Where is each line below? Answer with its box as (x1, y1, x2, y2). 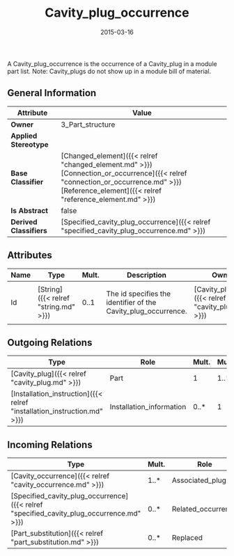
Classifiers (10, 225, 47, 235)
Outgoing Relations (7, 336, 93, 349)
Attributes (7, 249, 52, 262)
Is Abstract (10, 205, 49, 215)
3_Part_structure (61, 120, 116, 129)
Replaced (171, 533, 203, 543)
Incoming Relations (7, 438, 93, 450)
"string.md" (37, 301, 75, 311)
